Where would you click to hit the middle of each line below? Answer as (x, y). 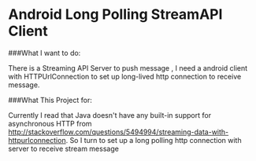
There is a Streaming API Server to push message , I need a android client (128, 68)
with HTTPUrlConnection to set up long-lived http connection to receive (125, 76)
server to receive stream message (64, 148)
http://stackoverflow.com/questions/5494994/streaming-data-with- (119, 132)
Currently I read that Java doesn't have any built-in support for (109, 115)
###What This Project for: (50, 100)
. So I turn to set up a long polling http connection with (154, 140)
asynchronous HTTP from (50, 123)
